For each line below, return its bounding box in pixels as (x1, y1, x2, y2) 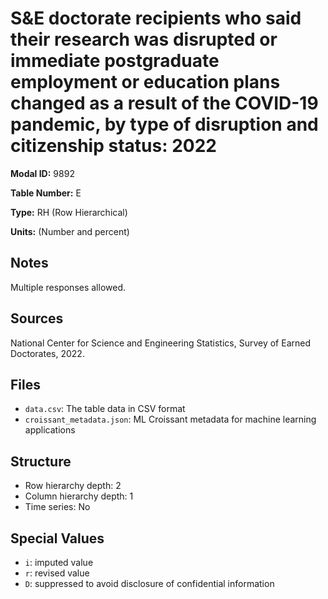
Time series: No (24, 501, 91, 513)
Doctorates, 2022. (10, 347, 85, 359)
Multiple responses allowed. (10, 281, 127, 293)
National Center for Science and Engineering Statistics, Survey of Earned (10, 337, 311, 349)
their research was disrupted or (10, 28, 278, 51)
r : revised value (24, 567, 90, 579)
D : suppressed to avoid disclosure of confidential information (24, 578, 275, 589)
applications (24, 424, 76, 436)
